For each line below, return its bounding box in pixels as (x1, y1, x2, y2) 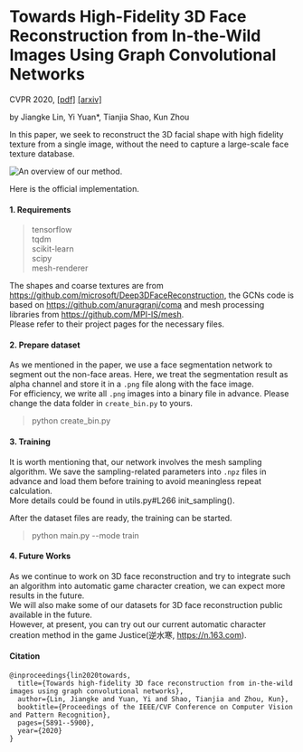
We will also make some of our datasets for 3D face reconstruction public (9, 599, 283, 610)
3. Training (9, 436, 52, 447)
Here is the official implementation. (9, 183, 140, 194)
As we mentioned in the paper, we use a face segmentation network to (9, 359, 273, 370)
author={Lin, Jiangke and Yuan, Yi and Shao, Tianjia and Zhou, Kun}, (17, 694, 289, 703)
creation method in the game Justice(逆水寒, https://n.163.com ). (9, 629, 247, 640)
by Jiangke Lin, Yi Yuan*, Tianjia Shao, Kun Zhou (9, 111, 190, 122)
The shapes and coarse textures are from (9, 281, 165, 291)
